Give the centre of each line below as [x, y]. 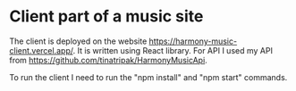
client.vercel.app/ [41, 50]
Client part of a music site [106, 17]
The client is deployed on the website [78, 41]
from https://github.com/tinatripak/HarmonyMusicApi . [108, 60]
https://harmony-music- [193, 41]
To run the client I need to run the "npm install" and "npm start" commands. [148, 77]
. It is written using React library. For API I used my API [173, 50]
